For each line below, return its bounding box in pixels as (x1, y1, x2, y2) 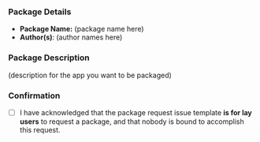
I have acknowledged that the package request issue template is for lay (19, 107, 252, 117)
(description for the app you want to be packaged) (8, 70, 172, 80)
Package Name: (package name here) (19, 24, 144, 34)
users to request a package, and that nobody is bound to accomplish (19, 117, 244, 126)
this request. (19, 125, 61, 134)
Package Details (8, 6, 72, 17)
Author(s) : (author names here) (19, 32, 123, 42)
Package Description (8, 52, 90, 63)
